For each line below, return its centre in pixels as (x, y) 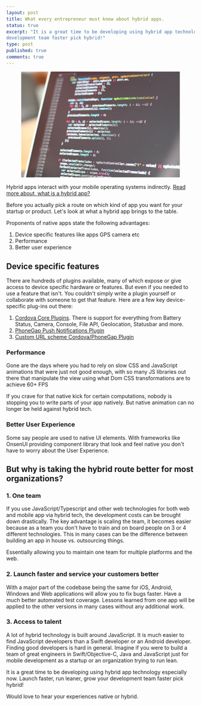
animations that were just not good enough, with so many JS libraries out (96, 372)
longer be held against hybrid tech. (49, 409)
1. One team (24, 495)
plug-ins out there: (50, 306)
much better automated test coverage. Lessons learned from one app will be (100, 600)
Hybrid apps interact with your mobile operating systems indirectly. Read (96, 187)
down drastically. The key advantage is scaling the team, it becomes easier (99, 521)
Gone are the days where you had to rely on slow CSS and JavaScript (92, 365)
